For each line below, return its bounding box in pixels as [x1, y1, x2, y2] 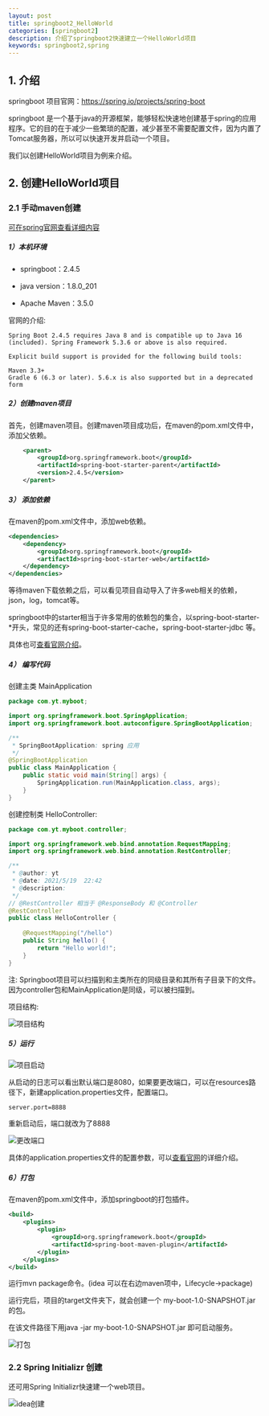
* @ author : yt [11, 869, 59, 877]
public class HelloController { [8, 914, 116, 922]
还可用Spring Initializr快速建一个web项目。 [8, 1381, 150, 1391]
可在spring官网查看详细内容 [8, 222, 100, 232]
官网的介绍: [8, 315, 47, 325]
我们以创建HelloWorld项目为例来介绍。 [8, 150, 137, 160]
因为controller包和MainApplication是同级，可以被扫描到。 [8, 984, 199, 994]
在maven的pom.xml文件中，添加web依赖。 [8, 516, 151, 526]
